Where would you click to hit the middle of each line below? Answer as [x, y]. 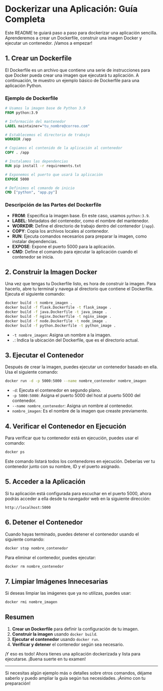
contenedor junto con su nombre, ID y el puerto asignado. [63, 466]
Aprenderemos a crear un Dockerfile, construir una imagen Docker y [73, 38]
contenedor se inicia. [33, 257]
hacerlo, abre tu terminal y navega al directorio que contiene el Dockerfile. [79, 289]
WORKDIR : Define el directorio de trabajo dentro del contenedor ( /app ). [83, 226]
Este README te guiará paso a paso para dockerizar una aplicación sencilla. [81, 33]
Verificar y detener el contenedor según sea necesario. [68, 644]
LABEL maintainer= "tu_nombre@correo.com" [48, 126]
